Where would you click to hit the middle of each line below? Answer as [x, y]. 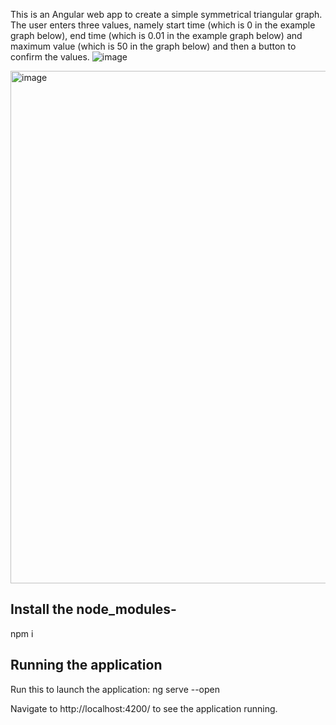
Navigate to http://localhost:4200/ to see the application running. [144, 708]
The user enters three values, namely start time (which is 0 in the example [163, 25]
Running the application [86, 665]
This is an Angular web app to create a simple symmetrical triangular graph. [166, 14]
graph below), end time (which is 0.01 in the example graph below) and [156, 35]
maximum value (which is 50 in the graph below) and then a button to [153, 46]
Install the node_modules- [93, 609]
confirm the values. [50, 57]
